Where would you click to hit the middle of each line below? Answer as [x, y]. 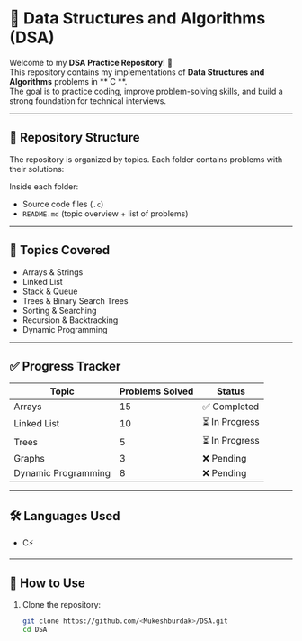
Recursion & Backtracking [70, 320]
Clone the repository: [62, 604]
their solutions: [37, 169]
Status [231, 391]
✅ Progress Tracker [65, 366]
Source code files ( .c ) [63, 204]
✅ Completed [231, 407]
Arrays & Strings [53, 272]
